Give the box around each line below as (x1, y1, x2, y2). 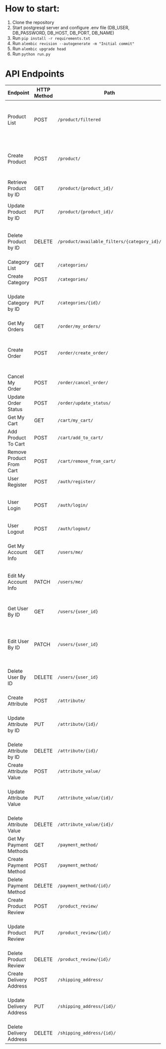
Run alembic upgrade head (12, 46, 66, 51)
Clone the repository (12, 19, 54, 25)
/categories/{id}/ (57, 300, 101, 305)
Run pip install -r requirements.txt (12, 35, 90, 41)
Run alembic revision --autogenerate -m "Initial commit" (12, 40, 135, 46)
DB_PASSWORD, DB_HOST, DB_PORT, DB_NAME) (12, 30, 115, 36)
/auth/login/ (57, 502, 88, 508)
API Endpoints (5, 68, 65, 80)
